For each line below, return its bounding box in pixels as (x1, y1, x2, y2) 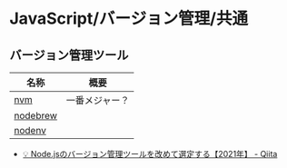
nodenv (14, 124, 47, 136)
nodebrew (14, 110, 57, 122)
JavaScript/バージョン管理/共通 (9, 8, 248, 29)
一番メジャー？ (65, 94, 130, 106)
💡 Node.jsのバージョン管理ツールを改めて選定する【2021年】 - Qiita (22, 149, 278, 159)
